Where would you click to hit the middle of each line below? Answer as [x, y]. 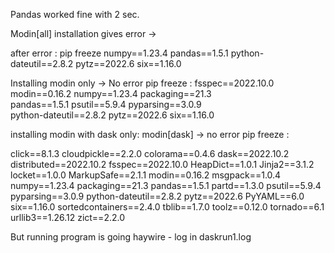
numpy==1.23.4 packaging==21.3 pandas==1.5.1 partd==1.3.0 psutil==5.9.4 [166, 185]
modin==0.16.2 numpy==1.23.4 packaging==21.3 [111, 93]
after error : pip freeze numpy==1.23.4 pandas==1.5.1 [119, 53]
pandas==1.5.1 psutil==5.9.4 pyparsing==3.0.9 [106, 104]
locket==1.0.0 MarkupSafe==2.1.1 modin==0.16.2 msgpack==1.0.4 [146, 175]
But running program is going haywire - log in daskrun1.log [131, 237]
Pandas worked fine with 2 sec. [75, 14]
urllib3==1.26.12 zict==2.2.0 [67, 217]
